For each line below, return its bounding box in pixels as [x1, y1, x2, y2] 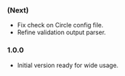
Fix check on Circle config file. [16, 21, 104, 29]
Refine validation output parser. [16, 28, 106, 36]
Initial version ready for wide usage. [16, 61, 119, 69]
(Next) [7, 5, 29, 15]
